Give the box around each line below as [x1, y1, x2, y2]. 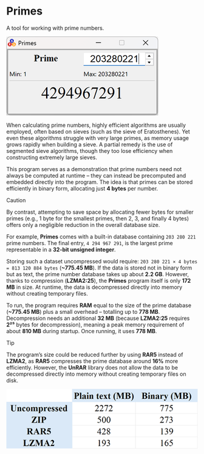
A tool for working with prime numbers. [6, 24, 104, 32]
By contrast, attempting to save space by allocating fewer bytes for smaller [6, 208, 194, 215]
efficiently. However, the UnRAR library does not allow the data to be [6, 364, 178, 371]
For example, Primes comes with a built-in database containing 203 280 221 [6, 232, 196, 240]
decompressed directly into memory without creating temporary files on [6, 370, 186, 378]
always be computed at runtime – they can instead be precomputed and [6, 172, 186, 179]
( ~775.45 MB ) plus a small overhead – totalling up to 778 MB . [6, 308, 160, 315]
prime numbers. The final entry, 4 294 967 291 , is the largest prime [6, 239, 173, 246]
